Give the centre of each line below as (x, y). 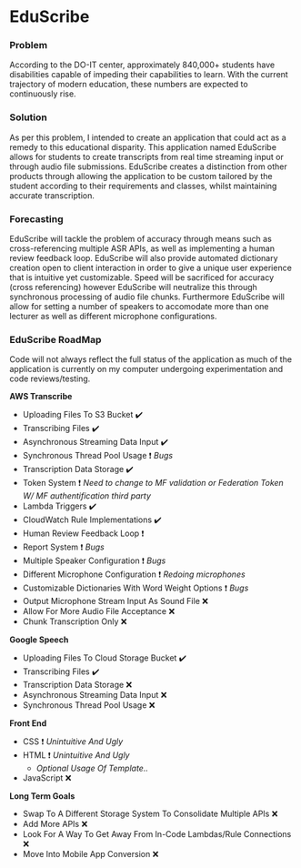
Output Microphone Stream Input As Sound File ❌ (115, 601)
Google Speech (39, 640)
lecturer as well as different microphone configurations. (113, 317)
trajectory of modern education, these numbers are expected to (129, 85)
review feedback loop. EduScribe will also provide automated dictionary (144, 258)
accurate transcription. (52, 195)
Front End (28, 723)
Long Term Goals (42, 796)
